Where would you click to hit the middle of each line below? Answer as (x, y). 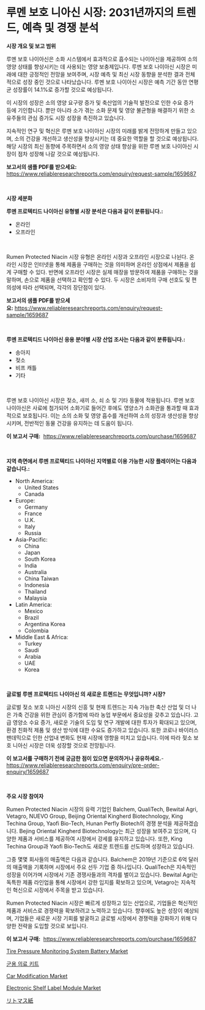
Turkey (33, 643)
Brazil (32, 617)
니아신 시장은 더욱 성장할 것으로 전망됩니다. (64, 745)
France (33, 513)
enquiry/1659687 (28, 771)
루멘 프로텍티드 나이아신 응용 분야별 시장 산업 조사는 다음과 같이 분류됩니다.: (96, 339)
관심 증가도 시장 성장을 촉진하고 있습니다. (76, 118)
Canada (34, 494)
